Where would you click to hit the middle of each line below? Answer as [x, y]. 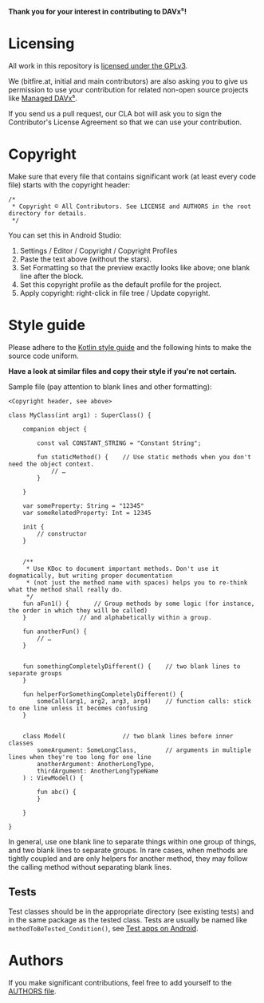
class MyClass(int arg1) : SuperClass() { [80, 415]
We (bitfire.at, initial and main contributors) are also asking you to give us [128, 81]
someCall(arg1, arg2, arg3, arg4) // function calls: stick [144, 701]
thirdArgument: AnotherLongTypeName [98, 771]
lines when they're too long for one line [80, 757]
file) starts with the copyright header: [69, 185]
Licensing [41, 44]
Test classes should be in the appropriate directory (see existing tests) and [131, 911]
